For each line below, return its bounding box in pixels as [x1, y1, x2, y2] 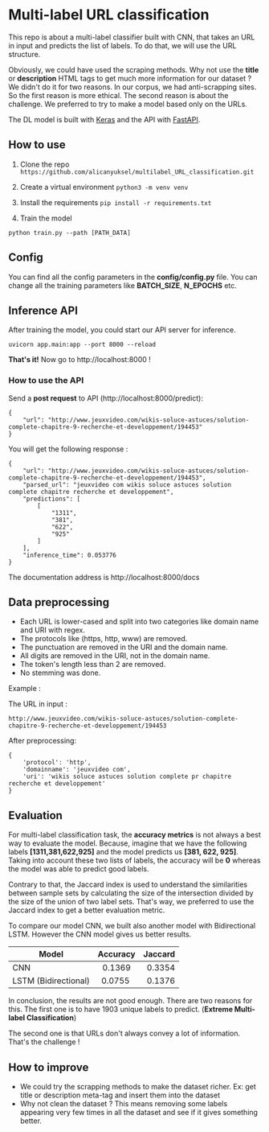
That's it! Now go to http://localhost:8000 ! [8, 355, 151, 364]
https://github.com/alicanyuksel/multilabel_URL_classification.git [19, 167, 255, 176]
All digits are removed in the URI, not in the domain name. [19, 651, 210, 661]
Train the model [19, 213, 72, 223]
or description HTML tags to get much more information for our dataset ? [8, 73, 251, 83]
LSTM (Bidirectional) [12, 975, 91, 986]
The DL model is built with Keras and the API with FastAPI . [8, 114, 201, 124]
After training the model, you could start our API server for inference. [8, 325, 236, 335]
